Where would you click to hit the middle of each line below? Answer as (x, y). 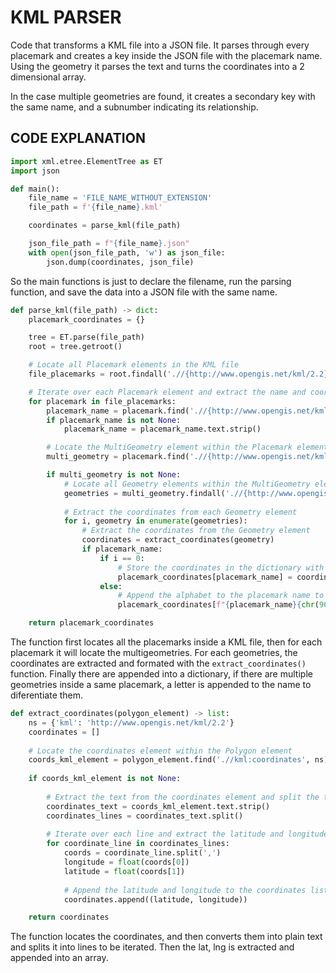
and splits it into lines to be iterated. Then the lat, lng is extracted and (152, 947)
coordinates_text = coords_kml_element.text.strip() (158, 806)
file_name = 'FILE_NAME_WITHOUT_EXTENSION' (120, 198)
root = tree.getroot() (75, 347)
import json (35, 171)
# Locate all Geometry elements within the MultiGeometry (187, 484)
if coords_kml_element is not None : (105, 779)
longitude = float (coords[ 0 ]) (126, 862)
